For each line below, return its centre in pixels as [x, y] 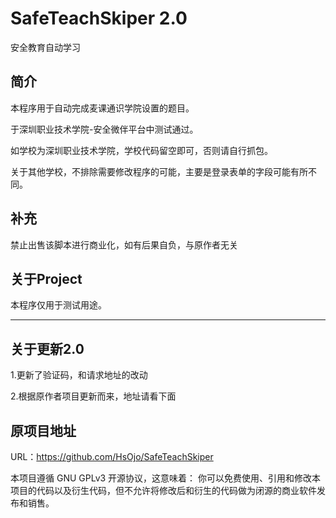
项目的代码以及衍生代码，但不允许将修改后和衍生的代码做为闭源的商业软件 [163, 490]
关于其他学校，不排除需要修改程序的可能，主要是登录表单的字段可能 [150, 171]
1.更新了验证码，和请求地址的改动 [79, 375]
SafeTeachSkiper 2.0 [99, 18]
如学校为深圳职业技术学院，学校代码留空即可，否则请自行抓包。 [141, 150]
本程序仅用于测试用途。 [58, 305]
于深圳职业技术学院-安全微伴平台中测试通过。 [104, 129]
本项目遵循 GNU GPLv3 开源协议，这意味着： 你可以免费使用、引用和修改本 [166, 478]
